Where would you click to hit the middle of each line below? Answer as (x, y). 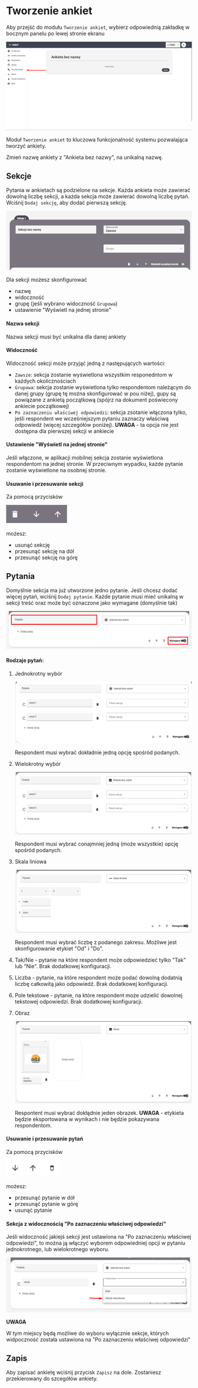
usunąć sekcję (32, 545)
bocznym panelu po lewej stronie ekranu (55, 33)
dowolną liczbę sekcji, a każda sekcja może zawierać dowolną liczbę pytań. (98, 196)
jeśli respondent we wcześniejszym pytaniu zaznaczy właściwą (92, 418)
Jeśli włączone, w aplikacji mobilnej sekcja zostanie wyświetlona (85, 458)
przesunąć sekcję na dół (44, 551)
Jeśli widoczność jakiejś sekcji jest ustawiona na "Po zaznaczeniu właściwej (99, 1237)
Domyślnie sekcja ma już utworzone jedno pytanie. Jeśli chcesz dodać (92, 590)
